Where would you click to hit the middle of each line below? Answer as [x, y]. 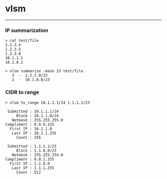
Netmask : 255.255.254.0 [38, 155]
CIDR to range [22, 92]
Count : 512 [29, 172]
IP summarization [27, 30]
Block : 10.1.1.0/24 [37, 116]
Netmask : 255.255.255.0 [38, 120]
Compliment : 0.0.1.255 [30, 159]
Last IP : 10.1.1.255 [34, 133]
